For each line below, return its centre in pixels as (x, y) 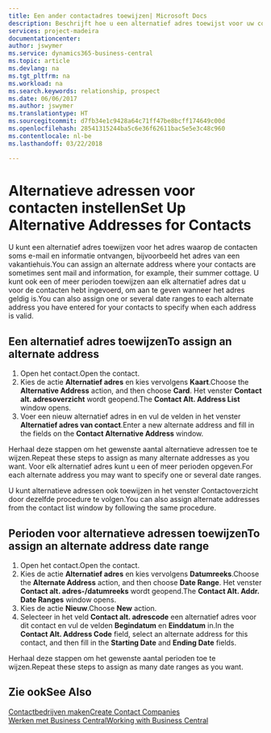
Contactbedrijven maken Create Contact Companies (94, 711)
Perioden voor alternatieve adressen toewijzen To (134, 533)
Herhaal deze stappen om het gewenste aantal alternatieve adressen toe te (133, 449)
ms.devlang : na (34, 69)
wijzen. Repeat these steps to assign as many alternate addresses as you (129, 458)
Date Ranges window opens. (68, 600)
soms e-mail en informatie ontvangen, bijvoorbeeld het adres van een (124, 256)
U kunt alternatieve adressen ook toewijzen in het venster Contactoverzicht (133, 491)
